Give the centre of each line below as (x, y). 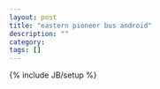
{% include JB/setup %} (53, 75)
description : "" (39, 33)
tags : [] (25, 50)
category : (27, 42)
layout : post (33, 17)
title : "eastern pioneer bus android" (80, 26)
